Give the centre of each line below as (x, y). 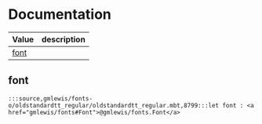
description (64, 39)
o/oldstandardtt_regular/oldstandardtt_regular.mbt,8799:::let (114, 105)
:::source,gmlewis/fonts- (50, 98)
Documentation (60, 15)
